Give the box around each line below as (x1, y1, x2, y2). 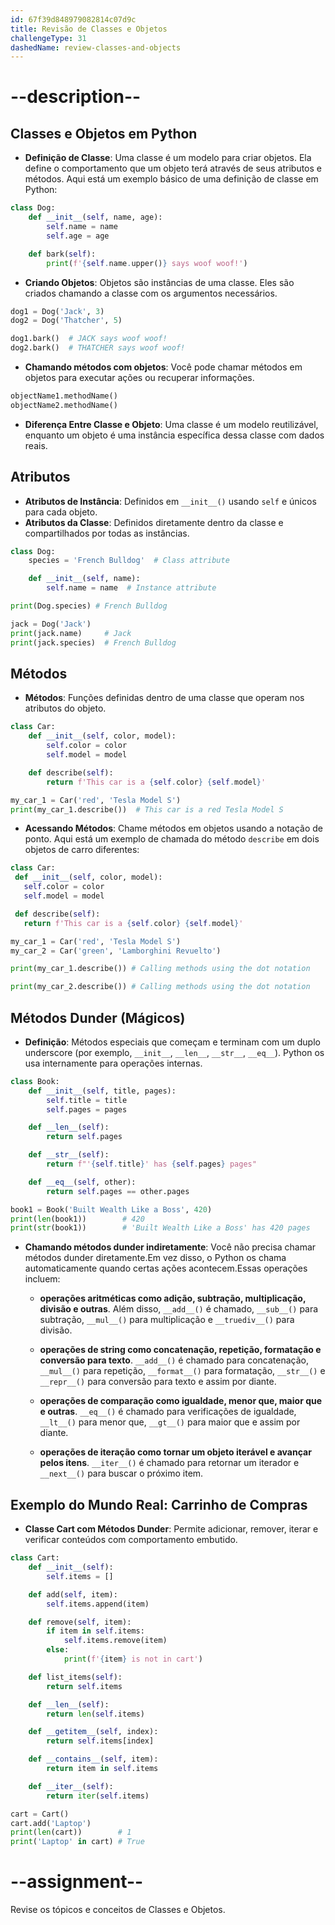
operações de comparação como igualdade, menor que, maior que (39, 1395, 323, 1407)
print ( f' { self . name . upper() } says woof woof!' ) (46, 258, 248, 268)
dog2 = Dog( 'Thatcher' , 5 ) (10, 316, 123, 326)
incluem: (24, 1273, 61, 1285)
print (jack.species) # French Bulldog (10, 637, 177, 648)
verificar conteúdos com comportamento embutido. (24, 1534, 238, 1546)
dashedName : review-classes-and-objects (10, 42, 182, 53)
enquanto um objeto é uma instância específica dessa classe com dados (24, 429, 325, 441)
